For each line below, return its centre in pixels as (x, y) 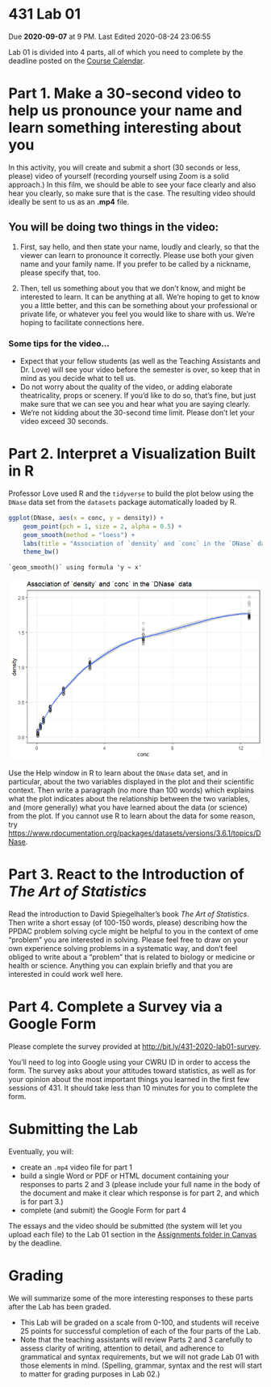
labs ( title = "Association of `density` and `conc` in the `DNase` (138, 543)
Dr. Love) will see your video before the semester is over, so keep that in (140, 370)
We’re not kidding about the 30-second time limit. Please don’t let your (138, 412)
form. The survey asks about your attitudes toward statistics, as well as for (132, 1071)
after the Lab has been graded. (60, 1307)
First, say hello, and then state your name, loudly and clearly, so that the (140, 247)
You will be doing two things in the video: (114, 227)
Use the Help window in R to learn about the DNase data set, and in (118, 773)
